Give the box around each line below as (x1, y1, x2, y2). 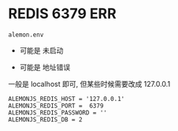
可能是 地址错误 (19, 62, 71, 72)
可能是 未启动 (19, 45, 64, 55)
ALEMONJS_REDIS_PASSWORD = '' (8, 108, 108, 117)
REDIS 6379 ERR (8, 5, 117, 23)
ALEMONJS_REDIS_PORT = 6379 (8, 102, 104, 110)
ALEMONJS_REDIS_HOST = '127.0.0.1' (8, 95, 125, 103)
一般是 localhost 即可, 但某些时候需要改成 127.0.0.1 (8, 79, 171, 88)
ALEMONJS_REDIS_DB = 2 (8, 115, 83, 123)
